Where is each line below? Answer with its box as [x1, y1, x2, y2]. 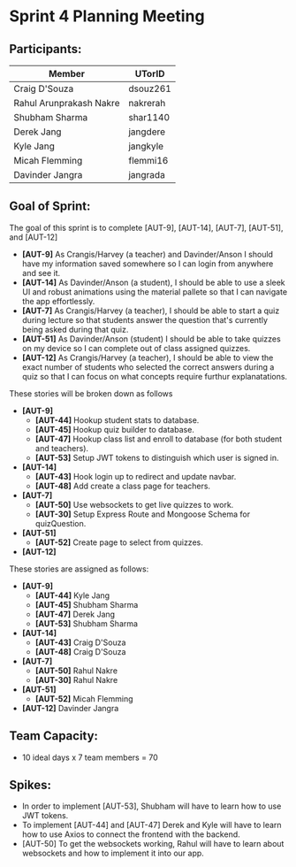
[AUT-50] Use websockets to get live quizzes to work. [34, 499, 234, 510]
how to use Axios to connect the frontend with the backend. [21, 829, 240, 840]
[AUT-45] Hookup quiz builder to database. [34, 424, 194, 434]
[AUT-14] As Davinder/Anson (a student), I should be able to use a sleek [21, 277, 285, 288]
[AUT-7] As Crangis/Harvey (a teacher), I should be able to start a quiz [21, 305, 280, 316]
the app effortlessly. [21, 295, 95, 306]
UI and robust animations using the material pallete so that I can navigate [21, 286, 288, 297]
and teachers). [34, 442, 89, 453]
